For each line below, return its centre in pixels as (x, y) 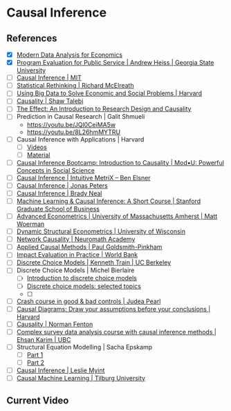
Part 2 (35, 362)
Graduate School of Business (58, 209)
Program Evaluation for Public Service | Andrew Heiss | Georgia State (115, 63)
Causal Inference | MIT (49, 78)
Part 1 (35, 354)
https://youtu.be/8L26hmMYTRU (74, 132)
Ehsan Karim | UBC (44, 339)
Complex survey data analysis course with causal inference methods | (117, 332)
